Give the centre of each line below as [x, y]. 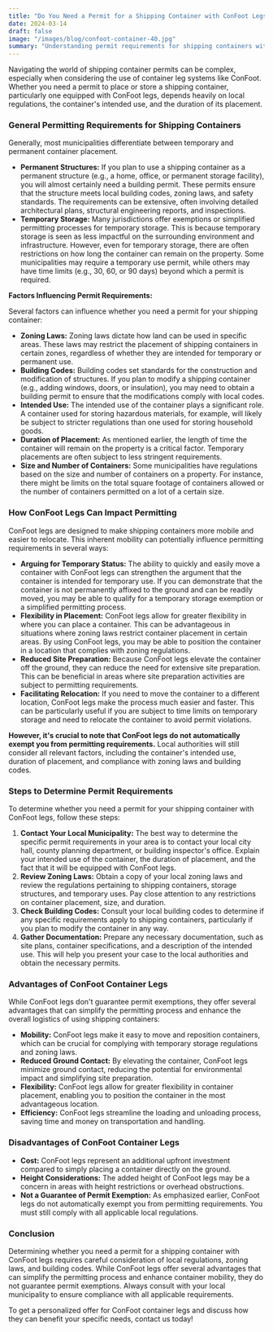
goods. [32, 431]
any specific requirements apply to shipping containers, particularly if [136, 920]
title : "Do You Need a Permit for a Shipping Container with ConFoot [129, 16]
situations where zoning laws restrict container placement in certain [134, 633]
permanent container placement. [63, 152]
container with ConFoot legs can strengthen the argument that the [131, 572]
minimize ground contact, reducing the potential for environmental [131, 1070]
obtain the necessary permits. [70, 963]
